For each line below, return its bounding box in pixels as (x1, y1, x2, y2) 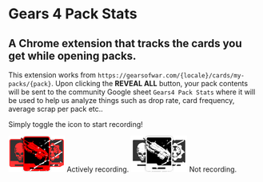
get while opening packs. (8, 49, 137, 62)
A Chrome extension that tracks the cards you (8, 37, 242, 50)
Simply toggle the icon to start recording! (8, 120, 144, 129)
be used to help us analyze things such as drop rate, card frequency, (8, 96, 235, 105)
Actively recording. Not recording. (66, 164, 237, 174)
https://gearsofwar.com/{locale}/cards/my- (97, 72, 245, 80)
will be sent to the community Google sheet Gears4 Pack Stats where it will (8, 87, 256, 97)
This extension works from (8, 70, 97, 80)
